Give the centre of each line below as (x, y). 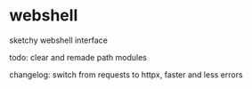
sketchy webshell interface (59, 40)
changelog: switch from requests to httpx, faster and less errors (126, 74)
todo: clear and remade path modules (78, 57)
